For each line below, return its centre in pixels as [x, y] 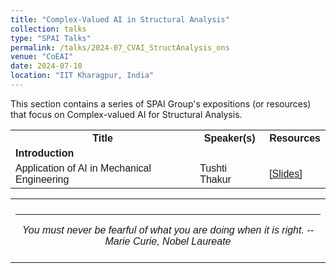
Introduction [45, 153]
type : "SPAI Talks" [51, 38]
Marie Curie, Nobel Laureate [168, 241]
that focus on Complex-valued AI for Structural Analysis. [126, 114]
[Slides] [286, 173]
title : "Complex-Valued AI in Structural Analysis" [120, 19]
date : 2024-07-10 [46, 66]
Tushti [213, 168]
